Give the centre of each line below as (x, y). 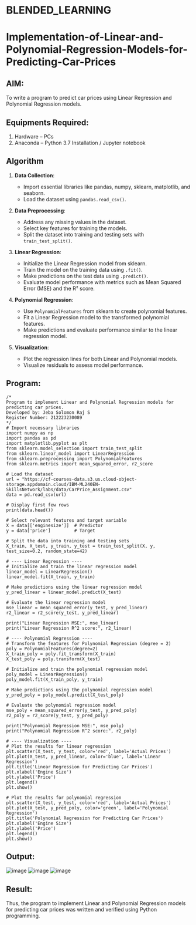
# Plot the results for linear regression (59, 746)
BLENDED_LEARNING (59, 10)
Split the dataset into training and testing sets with (84, 234)
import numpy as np (30, 433)
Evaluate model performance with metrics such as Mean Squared (102, 282)
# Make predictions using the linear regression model (74, 587)
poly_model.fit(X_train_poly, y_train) (55, 679)
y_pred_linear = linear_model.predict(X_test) (64, 592)
